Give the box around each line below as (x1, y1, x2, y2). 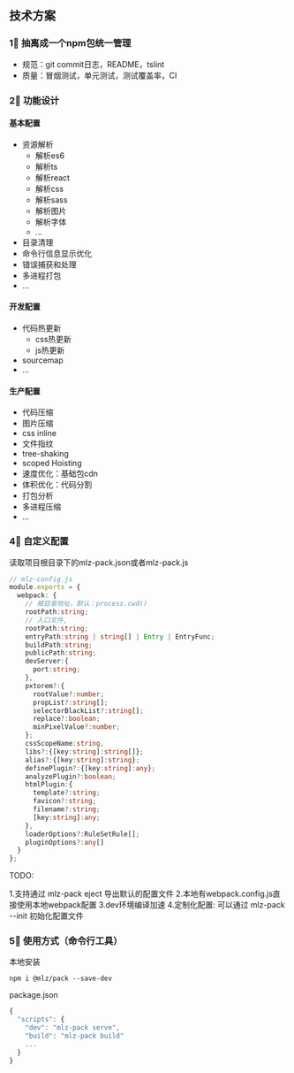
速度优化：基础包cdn (21, 468, 99, 479)
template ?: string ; (32, 788, 101, 798)
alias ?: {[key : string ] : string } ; (25, 755, 140, 764)
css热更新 (34, 334, 72, 345)
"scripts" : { (17, 1016, 65, 1024)
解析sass (34, 194, 68, 205)
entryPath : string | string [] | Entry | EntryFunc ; (25, 632, 215, 641)
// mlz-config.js (9, 574, 73, 584)
